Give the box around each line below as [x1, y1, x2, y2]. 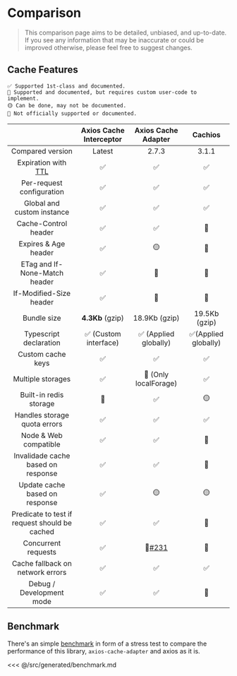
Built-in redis [20, 390, 64, 400]
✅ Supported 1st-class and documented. [7, 83, 126, 90]
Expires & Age [18, 239, 66, 249]
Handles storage [14, 410, 69, 420]
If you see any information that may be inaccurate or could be [24, 35, 205, 44]
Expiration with [17, 158, 67, 167]
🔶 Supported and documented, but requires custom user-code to [7, 88, 197, 96]
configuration [19, 186, 65, 196]
